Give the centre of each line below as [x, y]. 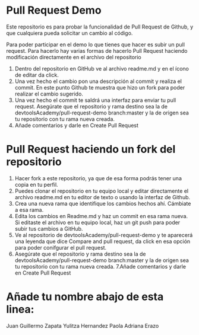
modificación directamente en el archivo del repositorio [74, 57]
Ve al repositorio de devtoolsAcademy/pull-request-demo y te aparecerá [104, 235]
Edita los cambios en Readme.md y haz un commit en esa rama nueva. [101, 216]
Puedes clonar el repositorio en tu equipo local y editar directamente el [102, 191]
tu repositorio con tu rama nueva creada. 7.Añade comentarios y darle [100, 266]
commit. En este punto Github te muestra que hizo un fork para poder [100, 87]
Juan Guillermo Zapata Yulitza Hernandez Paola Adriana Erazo [83, 326]
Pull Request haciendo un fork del [91, 149]
